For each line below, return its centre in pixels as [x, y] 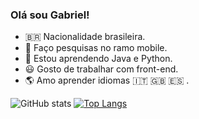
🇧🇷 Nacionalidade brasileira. [85, 37]
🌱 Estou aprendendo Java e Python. [98, 59]
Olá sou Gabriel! [50, 15]
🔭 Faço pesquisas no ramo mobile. [96, 48]
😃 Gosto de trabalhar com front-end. [101, 69]
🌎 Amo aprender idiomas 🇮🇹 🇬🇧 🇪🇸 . [107, 80]
